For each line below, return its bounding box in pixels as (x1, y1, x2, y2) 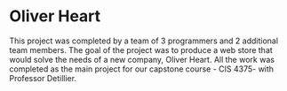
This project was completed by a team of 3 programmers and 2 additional (9, 35, 278, 46)
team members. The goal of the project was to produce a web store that (9, 44, 273, 55)
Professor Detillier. (9, 72, 77, 83)
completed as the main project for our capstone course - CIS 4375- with (9, 64, 274, 74)
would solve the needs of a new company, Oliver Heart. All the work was (9, 54, 275, 64)
